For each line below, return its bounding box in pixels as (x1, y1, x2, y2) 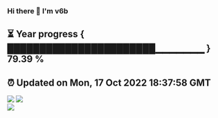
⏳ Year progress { (7, 28, 85, 40)
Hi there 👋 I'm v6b (7, 6, 69, 16)
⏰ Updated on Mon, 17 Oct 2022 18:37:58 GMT (7, 77, 211, 88)
